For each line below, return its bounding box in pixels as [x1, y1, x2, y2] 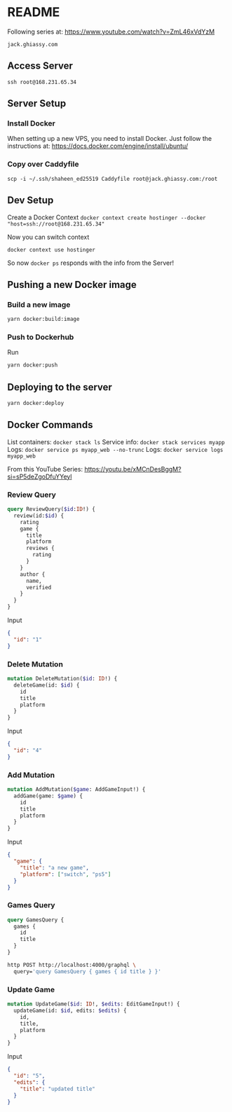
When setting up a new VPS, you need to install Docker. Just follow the [7, 135, 212, 143]
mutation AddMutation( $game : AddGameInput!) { [7, 786, 146, 793]
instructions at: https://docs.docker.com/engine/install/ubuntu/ [7, 142, 189, 151]
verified [25, 584, 52, 591]
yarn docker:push [7, 362, 58, 369]
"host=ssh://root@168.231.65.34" [7, 220, 105, 228]
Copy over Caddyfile [7, 159, 79, 169]
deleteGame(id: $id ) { [13, 681, 80, 689]
